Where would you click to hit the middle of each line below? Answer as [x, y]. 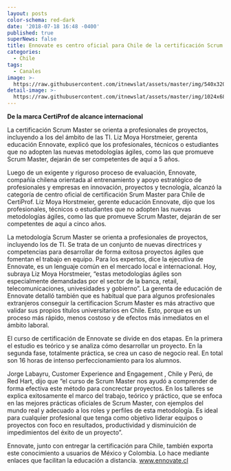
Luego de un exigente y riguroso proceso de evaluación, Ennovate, [102, 172]
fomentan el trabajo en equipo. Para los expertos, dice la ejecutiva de [106, 259]
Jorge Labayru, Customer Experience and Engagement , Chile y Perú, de [110, 374]
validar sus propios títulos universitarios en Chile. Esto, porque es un [104, 310]
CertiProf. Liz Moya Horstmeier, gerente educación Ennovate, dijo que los [111, 202]
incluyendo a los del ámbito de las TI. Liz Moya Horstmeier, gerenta [102, 137]
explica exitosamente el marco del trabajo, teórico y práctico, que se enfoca [115, 396]
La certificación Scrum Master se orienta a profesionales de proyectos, [108, 130]
